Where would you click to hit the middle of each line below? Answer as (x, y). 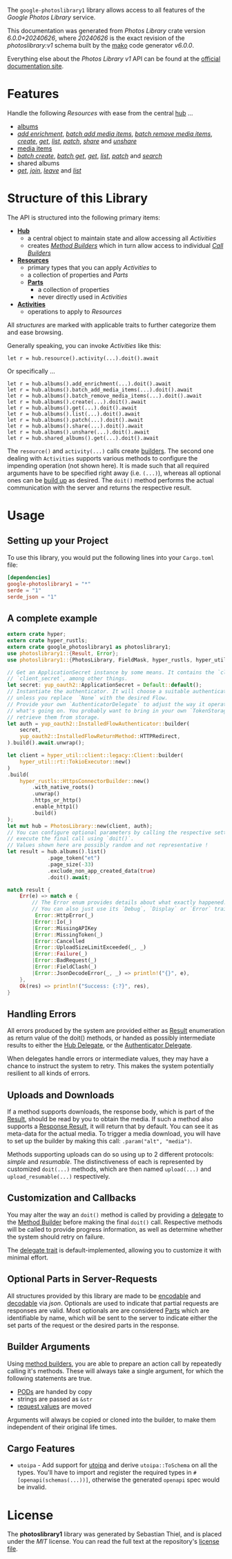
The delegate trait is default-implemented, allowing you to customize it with (114, 1250)
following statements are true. (50, 1378)
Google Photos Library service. (51, 17)
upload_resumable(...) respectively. (59, 1176)
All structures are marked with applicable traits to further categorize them (112, 325)
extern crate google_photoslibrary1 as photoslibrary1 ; (89, 647)
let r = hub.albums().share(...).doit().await (75, 426)
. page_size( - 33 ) (71, 864)
